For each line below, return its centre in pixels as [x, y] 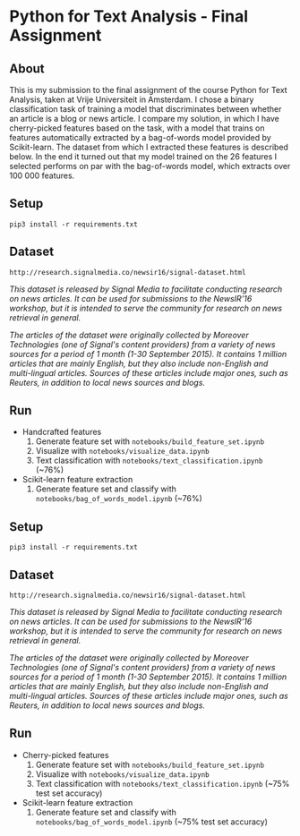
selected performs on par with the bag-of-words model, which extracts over [150, 166]
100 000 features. [42, 175]
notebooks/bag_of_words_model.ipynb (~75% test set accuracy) [152, 822]
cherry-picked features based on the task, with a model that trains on [137, 128]
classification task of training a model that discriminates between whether [146, 109]
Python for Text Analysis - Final [129, 17]
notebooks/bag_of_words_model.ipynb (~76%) [119, 499]
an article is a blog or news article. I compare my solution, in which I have [145, 119]
